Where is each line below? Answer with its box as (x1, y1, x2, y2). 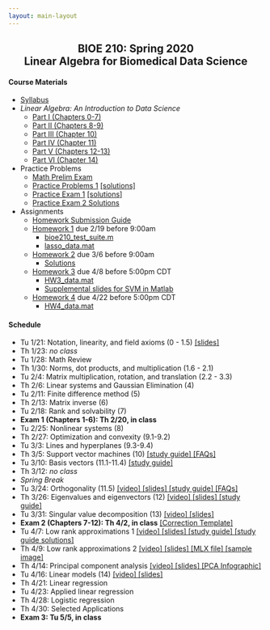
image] (19, 552, 44, 562)
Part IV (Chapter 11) (32, 138, 97, 148)
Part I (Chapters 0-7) (32, 112, 102, 122)
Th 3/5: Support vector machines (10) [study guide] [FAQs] (19, 450, 217, 459)
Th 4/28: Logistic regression (19, 595, 115, 605)
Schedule (8, 319, 42, 329)
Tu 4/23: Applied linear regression (19, 587, 134, 597)
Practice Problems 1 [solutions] (32, 181, 136, 191)
